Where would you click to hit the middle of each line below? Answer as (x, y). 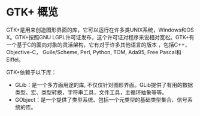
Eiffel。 (15, 59)
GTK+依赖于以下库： (31, 72)
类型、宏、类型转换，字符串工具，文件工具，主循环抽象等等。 (91, 92)
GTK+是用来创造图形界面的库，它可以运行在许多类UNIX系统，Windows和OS (100, 30)
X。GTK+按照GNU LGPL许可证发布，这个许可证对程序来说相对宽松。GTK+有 (100, 37)
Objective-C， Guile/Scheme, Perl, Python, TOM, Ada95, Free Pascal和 (94, 52)
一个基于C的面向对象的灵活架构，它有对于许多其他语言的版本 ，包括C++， (98, 45)
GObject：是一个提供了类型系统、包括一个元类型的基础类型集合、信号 (101, 99)
